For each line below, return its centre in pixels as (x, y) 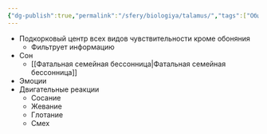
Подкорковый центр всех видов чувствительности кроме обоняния (134, 38)
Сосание (46, 97)
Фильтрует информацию (73, 47)
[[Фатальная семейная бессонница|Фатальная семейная (128, 64)
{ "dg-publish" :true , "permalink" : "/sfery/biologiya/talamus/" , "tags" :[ (127, 16)
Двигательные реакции (59, 89)
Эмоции (33, 81)
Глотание (47, 114)
